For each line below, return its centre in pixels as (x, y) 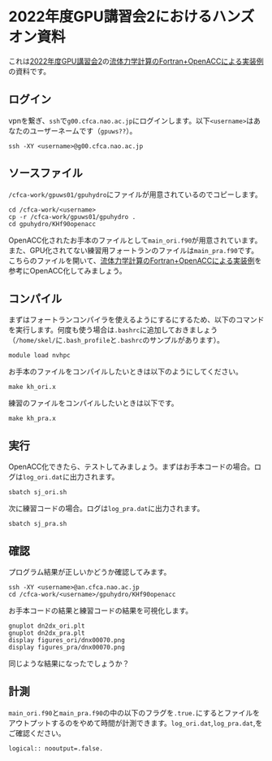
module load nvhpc (39, 356)
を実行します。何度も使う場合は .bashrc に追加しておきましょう (113, 330)
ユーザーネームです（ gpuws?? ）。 (83, 130)
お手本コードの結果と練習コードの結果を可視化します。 (101, 610)
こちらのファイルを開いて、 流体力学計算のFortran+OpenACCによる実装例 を (135, 260)
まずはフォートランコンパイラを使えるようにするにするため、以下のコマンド (136, 320)
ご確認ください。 (37, 733)
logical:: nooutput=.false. (56, 748)
